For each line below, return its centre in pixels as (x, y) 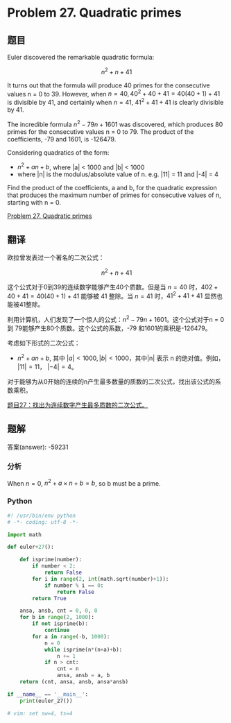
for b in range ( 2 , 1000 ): (57, 618)
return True (50, 598)
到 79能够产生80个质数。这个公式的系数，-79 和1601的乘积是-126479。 (109, 328)
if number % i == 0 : (74, 585)
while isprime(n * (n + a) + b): (83, 649)
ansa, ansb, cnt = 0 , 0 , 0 (59, 611)
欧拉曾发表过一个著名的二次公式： (56, 257)
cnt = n (68, 669)
